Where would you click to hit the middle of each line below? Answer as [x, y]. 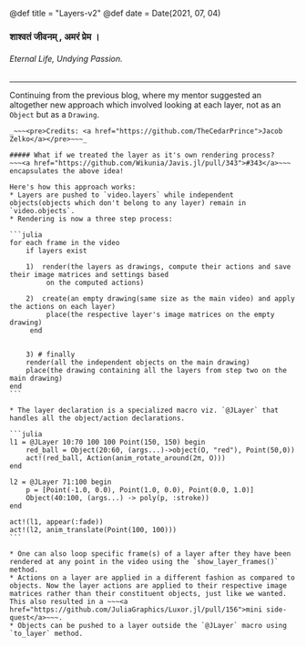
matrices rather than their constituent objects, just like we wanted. [148, 594]
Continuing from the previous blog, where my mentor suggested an [136, 96]
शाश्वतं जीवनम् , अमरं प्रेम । [55, 36]
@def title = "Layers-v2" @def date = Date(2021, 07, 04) [115, 13]
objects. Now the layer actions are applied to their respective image [148, 586]
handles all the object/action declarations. [97, 418]
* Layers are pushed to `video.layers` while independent [122, 195]
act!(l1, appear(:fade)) [56, 522]
